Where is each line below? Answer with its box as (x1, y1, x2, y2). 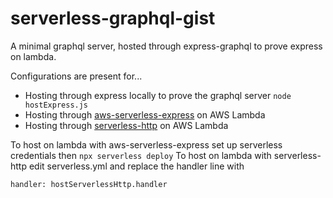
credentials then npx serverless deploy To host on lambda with (10, 149, 272, 161)
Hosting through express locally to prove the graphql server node (24, 89, 292, 101)
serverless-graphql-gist (10, 7, 216, 30)
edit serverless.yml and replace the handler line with (28, 160, 245, 172)
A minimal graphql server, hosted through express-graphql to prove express (10, 40, 323, 52)
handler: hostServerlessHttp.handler (10, 179, 168, 189)
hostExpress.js (24, 100, 89, 110)
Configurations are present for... (10, 70, 143, 82)
